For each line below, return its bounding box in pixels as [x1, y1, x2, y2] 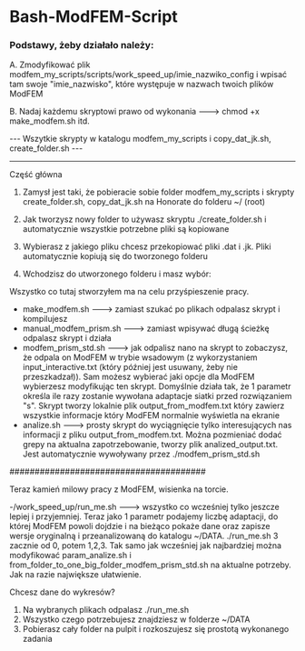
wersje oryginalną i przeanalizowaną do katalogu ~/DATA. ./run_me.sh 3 [9, 530, 279, 542]
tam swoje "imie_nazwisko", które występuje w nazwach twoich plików [9, 79, 274, 90]
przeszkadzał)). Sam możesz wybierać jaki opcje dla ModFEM [22, 371, 255, 383]
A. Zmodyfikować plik [9, 59, 91, 70]
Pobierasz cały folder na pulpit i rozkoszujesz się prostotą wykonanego [22, 624, 290, 635]
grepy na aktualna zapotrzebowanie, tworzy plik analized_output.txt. [22, 439, 279, 450]
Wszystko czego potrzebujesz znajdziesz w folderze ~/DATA [22, 614, 251, 625]
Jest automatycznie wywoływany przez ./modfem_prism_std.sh [22, 448, 261, 460]
